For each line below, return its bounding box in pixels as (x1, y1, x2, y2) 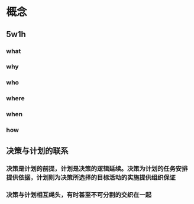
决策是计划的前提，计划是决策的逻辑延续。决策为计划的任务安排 (6, 164, 188, 173)
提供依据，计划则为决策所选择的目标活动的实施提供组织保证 (6, 173, 176, 182)
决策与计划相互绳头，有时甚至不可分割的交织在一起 (6, 191, 152, 199)
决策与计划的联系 (6, 146, 69, 156)
